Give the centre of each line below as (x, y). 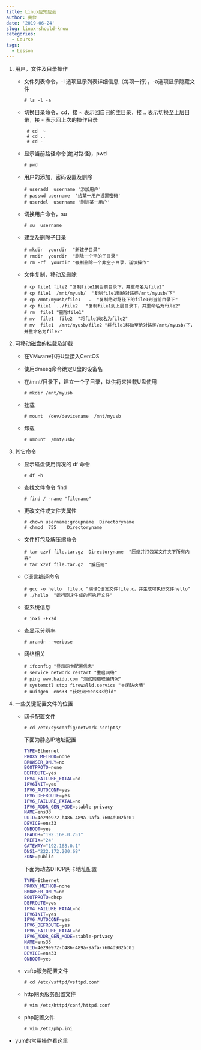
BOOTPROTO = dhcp (43, 897)
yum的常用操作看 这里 (41, 1041)
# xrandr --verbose (48, 642)
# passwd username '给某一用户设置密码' (72, 196)
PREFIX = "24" (39, 840)
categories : (21, 34)
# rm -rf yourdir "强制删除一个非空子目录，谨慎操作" (87, 262)
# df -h (33, 475)
